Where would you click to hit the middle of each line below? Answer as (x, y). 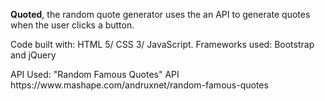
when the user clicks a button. (72, 25)
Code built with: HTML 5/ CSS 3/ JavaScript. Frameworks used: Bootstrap (162, 44)
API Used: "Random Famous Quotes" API (95, 74)
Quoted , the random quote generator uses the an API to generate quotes (160, 14)
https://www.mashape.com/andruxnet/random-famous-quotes (139, 85)
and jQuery (33, 55)
